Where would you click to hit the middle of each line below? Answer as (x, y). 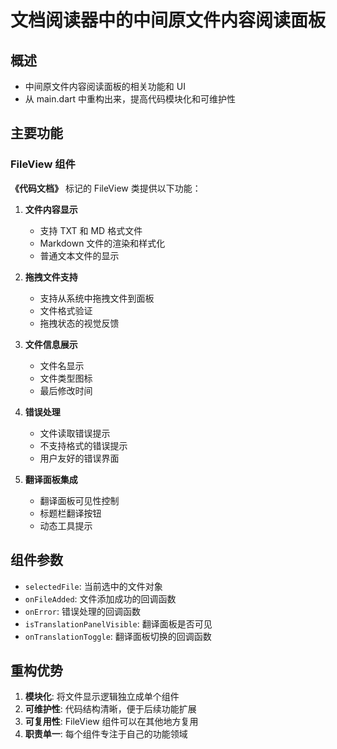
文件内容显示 (51, 209)
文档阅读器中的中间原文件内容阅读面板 (168, 20)
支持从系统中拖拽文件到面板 (97, 298)
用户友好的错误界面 (79, 458)
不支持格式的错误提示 (83, 445)
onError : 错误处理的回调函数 (82, 611)
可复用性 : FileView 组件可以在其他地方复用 (111, 722)
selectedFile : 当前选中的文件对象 (93, 586)
